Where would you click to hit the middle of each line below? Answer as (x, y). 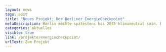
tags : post (16, 14)
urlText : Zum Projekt (27, 42)
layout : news (19, 10)
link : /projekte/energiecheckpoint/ (43, 38)
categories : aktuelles (28, 28)
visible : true (20, 33)
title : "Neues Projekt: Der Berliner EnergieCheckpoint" (65, 19)
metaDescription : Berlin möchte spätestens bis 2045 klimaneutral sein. (82, 24)
